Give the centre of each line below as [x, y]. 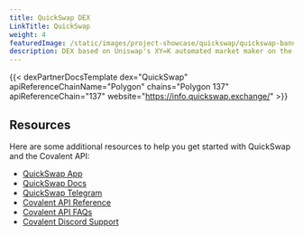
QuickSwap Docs [55, 183]
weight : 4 [28, 34]
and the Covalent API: [50, 156]
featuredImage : [38, 43]
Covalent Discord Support [70, 222]
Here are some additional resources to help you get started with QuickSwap [150, 146]
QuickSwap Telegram [62, 193]
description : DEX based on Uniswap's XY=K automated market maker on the [151, 52]
